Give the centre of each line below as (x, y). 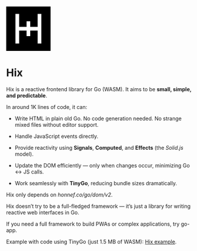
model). (24, 154)
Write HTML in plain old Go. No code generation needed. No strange (98, 118)
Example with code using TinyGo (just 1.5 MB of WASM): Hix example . (91, 242)
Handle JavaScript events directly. (56, 136)
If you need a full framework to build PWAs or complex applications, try (93, 224)
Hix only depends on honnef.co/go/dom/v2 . (59, 194)
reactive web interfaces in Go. (43, 212)
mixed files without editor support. (56, 124)
